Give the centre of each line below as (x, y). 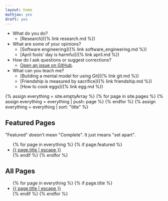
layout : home (19, 10)
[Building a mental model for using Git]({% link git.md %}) (79, 76)
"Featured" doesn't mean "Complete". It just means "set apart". (70, 135)
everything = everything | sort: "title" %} (47, 107)
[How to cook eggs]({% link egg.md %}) (62, 87)
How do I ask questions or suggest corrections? (62, 60)
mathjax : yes (19, 15)
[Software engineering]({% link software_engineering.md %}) (83, 49)
